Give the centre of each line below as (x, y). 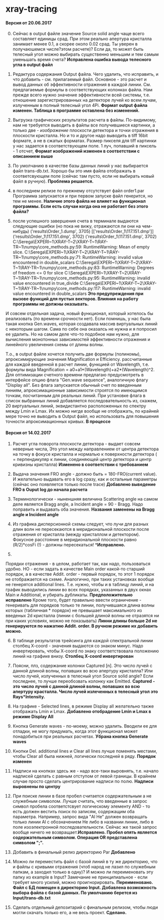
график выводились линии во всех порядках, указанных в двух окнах (79, 589)
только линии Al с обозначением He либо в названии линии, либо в (83, 822)
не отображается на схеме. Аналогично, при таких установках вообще (80, 579)
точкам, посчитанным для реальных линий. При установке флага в (76, 396)
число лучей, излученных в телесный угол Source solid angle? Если (83, 676)
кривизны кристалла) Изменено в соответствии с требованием (80, 464)
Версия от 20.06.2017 (29, 22)
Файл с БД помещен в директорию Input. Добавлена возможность (84, 887)
